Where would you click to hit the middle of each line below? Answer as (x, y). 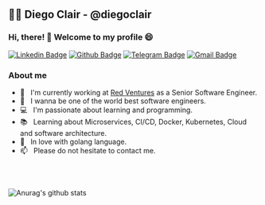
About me (28, 75)
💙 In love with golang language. (73, 141)
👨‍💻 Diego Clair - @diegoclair (80, 15)
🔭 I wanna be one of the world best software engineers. (113, 101)
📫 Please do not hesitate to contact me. (88, 150)
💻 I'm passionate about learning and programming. (106, 110)
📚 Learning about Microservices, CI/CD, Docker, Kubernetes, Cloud (133, 122)
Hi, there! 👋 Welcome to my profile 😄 (81, 37)
